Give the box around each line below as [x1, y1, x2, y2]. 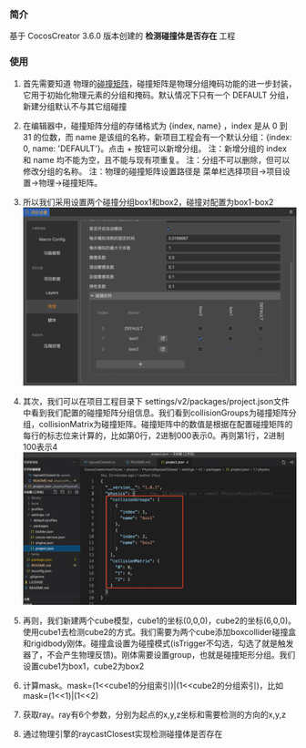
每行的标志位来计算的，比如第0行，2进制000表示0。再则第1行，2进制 [22, 430, 285, 441]
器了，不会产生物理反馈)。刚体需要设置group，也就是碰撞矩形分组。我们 [22, 650, 296, 661]
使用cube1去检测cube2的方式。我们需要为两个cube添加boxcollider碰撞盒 [22, 627, 297, 638]
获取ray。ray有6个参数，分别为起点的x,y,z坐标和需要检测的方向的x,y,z [22, 709, 287, 721]
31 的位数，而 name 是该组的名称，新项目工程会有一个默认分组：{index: [22, 131, 293, 142]
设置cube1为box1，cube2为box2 [22, 661, 145, 671]
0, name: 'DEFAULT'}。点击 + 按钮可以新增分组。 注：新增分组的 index [22, 143, 287, 154]
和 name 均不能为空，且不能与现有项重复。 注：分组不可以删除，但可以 [22, 154, 291, 165]
